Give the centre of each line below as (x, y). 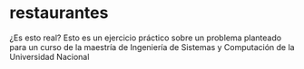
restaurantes (59, 13)
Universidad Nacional (49, 56)
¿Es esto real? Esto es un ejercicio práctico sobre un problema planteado (146, 38)
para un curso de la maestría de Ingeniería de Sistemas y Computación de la (152, 47)
